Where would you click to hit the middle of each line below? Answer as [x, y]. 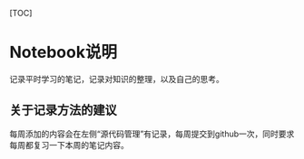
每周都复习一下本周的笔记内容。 [69, 145]
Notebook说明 [64, 52]
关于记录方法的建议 [63, 111]
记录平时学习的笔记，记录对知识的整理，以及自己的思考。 [117, 79]
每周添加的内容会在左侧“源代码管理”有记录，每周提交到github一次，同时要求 [152, 134]
